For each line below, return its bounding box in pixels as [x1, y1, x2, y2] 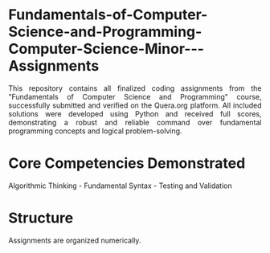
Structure [8, 209, 74, 227]
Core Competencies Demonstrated [8, 154, 246, 173]
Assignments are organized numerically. [8, 235, 141, 245]
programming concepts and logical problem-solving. [8, 126, 182, 136]
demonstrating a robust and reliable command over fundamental [8, 117, 262, 127]
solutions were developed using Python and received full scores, [8, 108, 262, 118]
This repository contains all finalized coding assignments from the [8, 83, 262, 93]
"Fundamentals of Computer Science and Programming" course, [8, 92, 262, 101]
